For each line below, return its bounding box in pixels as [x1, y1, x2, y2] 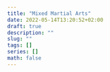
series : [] [7, 49, 39, 56]
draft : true [7, 23, 42, 29]
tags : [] [7, 42, 33, 49]
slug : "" [7, 36, 33, 43]
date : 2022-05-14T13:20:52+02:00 [7, 16, 104, 23]
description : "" [7, 29, 54, 36]
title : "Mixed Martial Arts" [7, 10, 91, 17]
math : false [7, 55, 42, 62]
